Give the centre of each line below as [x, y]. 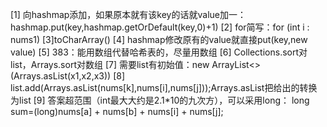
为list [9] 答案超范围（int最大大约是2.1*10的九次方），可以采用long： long [160, 100]
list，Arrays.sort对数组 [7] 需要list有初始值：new [110, 64]
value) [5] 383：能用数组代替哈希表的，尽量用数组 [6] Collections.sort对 [159, 52]
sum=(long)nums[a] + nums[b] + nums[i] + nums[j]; [117, 111]
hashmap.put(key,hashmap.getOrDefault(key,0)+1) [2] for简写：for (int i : [160, 27]
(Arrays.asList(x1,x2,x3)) [61, 76]
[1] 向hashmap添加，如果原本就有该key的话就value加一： [128, 14]
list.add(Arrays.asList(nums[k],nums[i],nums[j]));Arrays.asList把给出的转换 [164, 87]
